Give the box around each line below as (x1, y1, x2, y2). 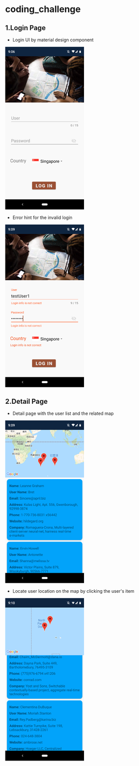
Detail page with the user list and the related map (12, 410, 114, 416)
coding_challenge (5, 4, 81, 15)
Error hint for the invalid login (12, 214, 72, 221)
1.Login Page (5, 24, 46, 32)
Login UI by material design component (12, 37, 94, 43)
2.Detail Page (5, 397, 48, 405)
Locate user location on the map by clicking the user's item (12, 588, 134, 594)
